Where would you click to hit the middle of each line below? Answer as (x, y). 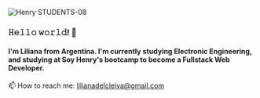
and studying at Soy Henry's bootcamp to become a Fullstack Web (119, 60)
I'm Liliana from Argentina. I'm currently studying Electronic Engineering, (130, 51)
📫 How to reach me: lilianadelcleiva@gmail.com (86, 85)
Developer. (26, 67)
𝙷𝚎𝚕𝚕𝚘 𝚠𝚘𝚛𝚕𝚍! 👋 (42, 32)
